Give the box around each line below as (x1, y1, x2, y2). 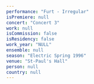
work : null (6, 25, 33, 31)
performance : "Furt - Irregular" (6, 8, 89, 15)
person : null (6, 63, 39, 70)
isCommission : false (6, 31, 58, 37)
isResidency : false (6, 36, 55, 42)
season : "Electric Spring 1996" (6, 53, 86, 59)
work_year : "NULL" (6, 42, 52, 48)
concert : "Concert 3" (6, 20, 60, 25)
